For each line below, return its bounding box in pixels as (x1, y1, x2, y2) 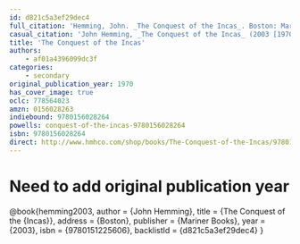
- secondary (25, 72, 70, 80)
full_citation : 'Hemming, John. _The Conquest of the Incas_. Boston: (9, 21, 278, 30)
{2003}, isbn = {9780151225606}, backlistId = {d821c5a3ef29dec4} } (9, 224, 264, 235)
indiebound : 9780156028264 (9, 113, 110, 122)
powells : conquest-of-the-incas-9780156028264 (9, 122, 186, 130)
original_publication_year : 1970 (9, 80, 134, 88)
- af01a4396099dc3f (25, 55, 98, 63)
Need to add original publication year (9, 176, 290, 197)
